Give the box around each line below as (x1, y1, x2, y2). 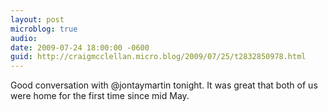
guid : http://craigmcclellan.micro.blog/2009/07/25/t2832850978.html (10, 52, 307, 62)
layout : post (10, 14, 65, 25)
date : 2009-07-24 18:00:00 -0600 (10, 42, 150, 53)
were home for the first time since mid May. (10, 90, 190, 102)
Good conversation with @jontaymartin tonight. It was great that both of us (10, 79, 318, 91)
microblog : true (10, 24, 78, 34)
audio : (10, 33, 38, 43)
